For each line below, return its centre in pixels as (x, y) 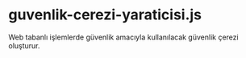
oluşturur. (24, 45)
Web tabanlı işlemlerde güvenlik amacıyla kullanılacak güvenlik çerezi (124, 37)
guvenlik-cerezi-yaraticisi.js (105, 15)
